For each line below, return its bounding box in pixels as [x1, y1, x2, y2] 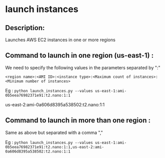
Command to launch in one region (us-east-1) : [5, 51, 154, 60]
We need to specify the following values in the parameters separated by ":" [5, 64, 160, 71]
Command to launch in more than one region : [5, 116, 151, 125]
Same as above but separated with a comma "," [5, 129, 103, 135]
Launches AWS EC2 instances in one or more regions [5, 37, 116, 43]
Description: [5, 24, 45, 32]
